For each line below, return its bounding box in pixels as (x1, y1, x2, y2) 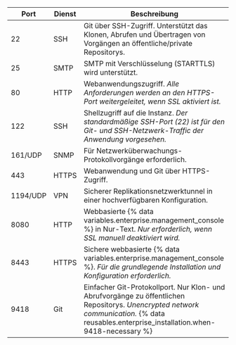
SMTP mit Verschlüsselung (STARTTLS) (83, 59, 216, 68)
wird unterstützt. (83, 68, 138, 77)
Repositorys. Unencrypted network (83, 300, 199, 309)
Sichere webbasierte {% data (83, 244, 181, 254)
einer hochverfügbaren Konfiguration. (83, 195, 209, 205)
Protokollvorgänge (83, 155, 145, 164)
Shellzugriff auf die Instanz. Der (83, 108, 188, 118)
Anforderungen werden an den (83, 88, 185, 97)
